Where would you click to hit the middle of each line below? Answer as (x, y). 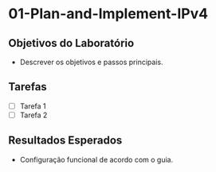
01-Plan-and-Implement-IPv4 (108, 14)
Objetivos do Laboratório (71, 43)
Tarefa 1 (33, 106)
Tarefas (28, 87)
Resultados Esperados (65, 141)
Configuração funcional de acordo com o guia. (96, 159)
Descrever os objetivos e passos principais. (91, 62)
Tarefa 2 (33, 115)
